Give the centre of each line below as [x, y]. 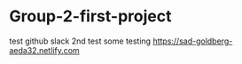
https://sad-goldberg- [193, 41]
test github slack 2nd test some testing [80, 41]
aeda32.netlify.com [44, 50]
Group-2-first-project [90, 16]
